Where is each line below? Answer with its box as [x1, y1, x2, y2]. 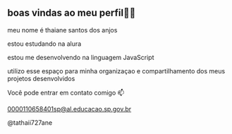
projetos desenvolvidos [7, 74, 75, 83]
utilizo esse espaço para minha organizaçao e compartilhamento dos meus [7, 66, 226, 75]
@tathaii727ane [7, 118, 53, 127]
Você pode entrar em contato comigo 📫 [7, 88, 125, 97]
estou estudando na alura [7, 39, 82, 48]
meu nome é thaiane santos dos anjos [7, 25, 118, 34]
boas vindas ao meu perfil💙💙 [7, 7, 136, 19]
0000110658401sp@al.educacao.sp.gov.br [7, 104, 132, 113]
